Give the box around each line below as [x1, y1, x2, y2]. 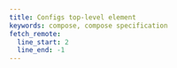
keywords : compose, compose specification [9, 21, 168, 30]
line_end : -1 [17, 46, 65, 55]
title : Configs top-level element [9, 12, 137, 22]
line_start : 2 [17, 37, 69, 47]
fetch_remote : [9, 29, 62, 38]
